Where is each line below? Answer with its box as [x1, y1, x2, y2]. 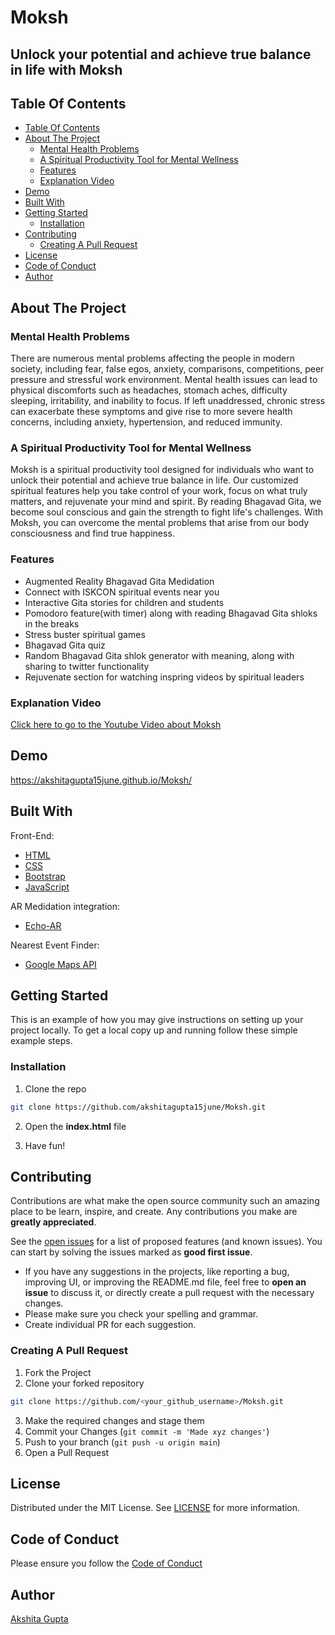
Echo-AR [24, 919, 62, 931]
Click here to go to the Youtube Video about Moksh [10, 718, 222, 730]
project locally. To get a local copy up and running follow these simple [10, 1024, 298, 1036]
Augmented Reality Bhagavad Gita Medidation [24, 575, 215, 587]
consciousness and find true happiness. [10, 527, 175, 540]
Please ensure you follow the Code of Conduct [10, 1557, 203, 1570]
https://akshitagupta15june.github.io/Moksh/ [10, 774, 193, 786]
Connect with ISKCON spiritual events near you [24, 586, 220, 598]
